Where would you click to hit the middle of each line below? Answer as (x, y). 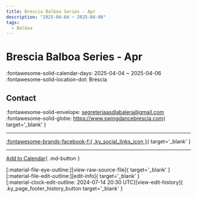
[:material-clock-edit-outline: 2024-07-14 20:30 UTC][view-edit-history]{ (95, 182)
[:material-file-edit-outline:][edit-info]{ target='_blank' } (73, 176)
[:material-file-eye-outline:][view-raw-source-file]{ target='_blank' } (88, 170)
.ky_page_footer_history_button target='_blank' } (64, 188)
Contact (21, 98)
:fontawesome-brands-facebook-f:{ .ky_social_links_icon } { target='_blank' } (98, 141)
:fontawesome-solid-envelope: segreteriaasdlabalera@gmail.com (85, 112)
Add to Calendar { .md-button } (43, 158)
